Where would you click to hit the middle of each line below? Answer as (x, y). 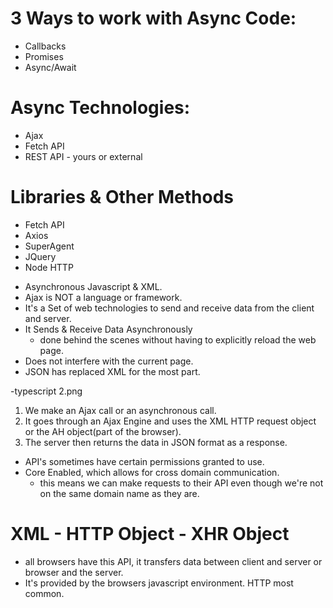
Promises (44, 56)
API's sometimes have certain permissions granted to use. (144, 461)
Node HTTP (49, 267)
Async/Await (50, 67)
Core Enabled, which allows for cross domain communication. (152, 472)
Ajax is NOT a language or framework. (103, 297)
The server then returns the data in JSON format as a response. (156, 442)
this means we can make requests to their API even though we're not (181, 483)
